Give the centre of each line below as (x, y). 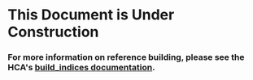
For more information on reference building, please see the (126, 57)
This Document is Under (91, 15)
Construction (53, 32)
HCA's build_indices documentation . (81, 68)
